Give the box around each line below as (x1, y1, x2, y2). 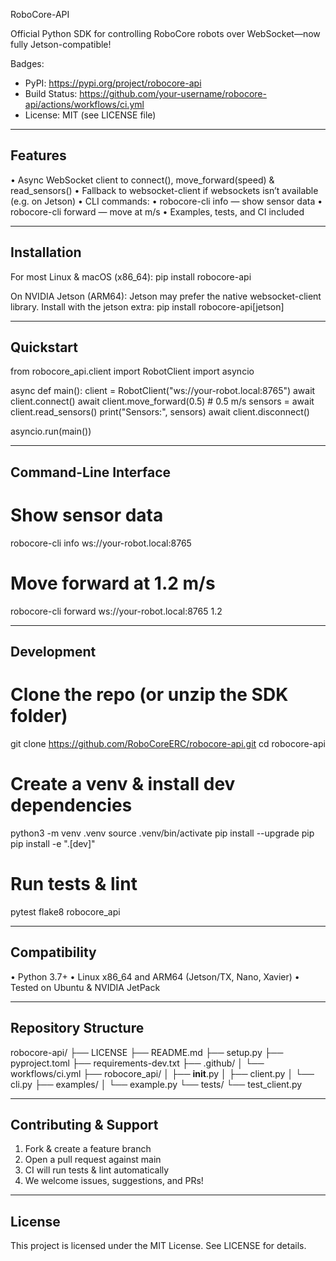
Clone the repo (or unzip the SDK (10, 684, 289, 706)
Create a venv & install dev (10, 773, 236, 796)
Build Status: (24, 88, 78, 99)
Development (10, 644, 97, 661)
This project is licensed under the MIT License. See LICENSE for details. (10, 1240, 307, 1252)
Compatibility (10, 944, 97, 961)
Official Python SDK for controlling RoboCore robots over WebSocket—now (10, 28, 321, 39)
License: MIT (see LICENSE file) (24, 109, 157, 121)
